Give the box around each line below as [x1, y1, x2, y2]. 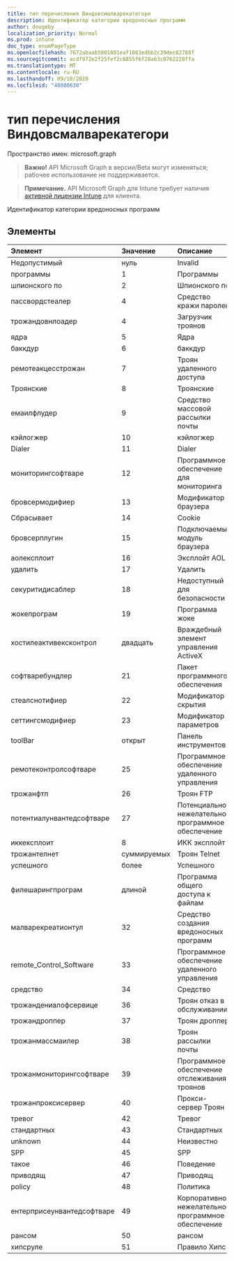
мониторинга [177, 481, 222, 491]
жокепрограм [10, 609, 58, 618]
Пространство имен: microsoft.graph [7, 150, 117, 158]
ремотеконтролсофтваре [10, 764, 96, 774]
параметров [177, 720, 219, 729]
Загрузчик [177, 312, 212, 321]
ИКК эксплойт [177, 838, 226, 847]
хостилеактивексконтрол [10, 638, 97, 647]
